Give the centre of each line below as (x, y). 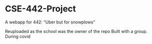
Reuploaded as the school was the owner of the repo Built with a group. (76, 31)
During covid (18, 36)
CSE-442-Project (41, 9)
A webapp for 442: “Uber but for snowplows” (50, 22)
